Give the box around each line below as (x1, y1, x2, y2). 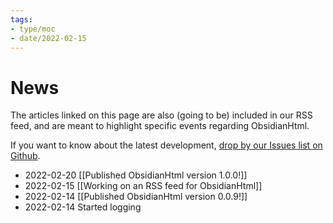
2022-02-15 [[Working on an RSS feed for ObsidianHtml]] (24, 180, 263, 192)
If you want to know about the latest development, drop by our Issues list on (10, 139, 323, 151)
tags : (10, 14, 33, 25)
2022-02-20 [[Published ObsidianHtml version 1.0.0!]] (24, 169, 248, 181)
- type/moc (10, 24, 56, 34)
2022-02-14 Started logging (24, 201, 142, 213)
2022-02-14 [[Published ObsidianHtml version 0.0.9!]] (24, 191, 248, 203)
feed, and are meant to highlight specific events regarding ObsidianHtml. (10, 120, 310, 132)
